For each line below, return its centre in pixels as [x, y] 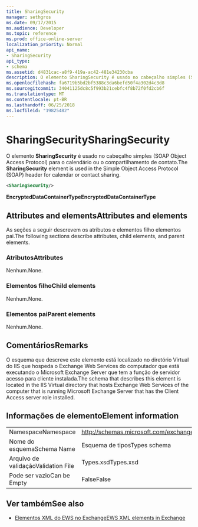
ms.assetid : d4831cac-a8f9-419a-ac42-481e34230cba [70, 72]
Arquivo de [24, 458]
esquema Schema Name [42, 448]
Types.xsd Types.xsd [110, 462]
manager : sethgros [29, 17]
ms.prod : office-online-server [44, 39]
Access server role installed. [41, 397]
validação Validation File [42, 466]
